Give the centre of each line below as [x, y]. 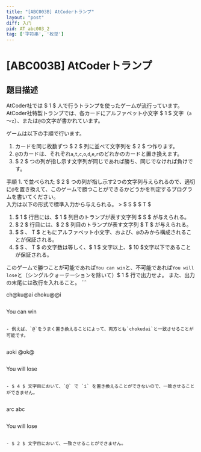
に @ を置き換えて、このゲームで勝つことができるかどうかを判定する [89, 189]
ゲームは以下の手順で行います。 [46, 134]
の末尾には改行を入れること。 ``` [47, 283]
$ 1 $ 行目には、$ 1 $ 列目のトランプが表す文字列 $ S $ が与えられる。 [102, 217]
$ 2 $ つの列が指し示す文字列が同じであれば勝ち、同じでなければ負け [101, 162]
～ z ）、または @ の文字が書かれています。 [55, 121]
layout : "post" [25, 17]
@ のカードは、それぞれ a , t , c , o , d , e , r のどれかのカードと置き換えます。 [99, 154]
